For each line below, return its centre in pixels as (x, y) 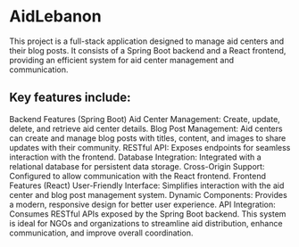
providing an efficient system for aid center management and (122, 60)
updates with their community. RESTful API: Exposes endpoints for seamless (150, 147)
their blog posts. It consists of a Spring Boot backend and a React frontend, (148, 50)
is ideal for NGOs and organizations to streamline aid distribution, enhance (146, 223)
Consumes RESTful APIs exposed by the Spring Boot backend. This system (148, 214)
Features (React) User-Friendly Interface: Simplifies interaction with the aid (147, 185)
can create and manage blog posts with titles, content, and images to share (148, 138)
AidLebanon (55, 16)
